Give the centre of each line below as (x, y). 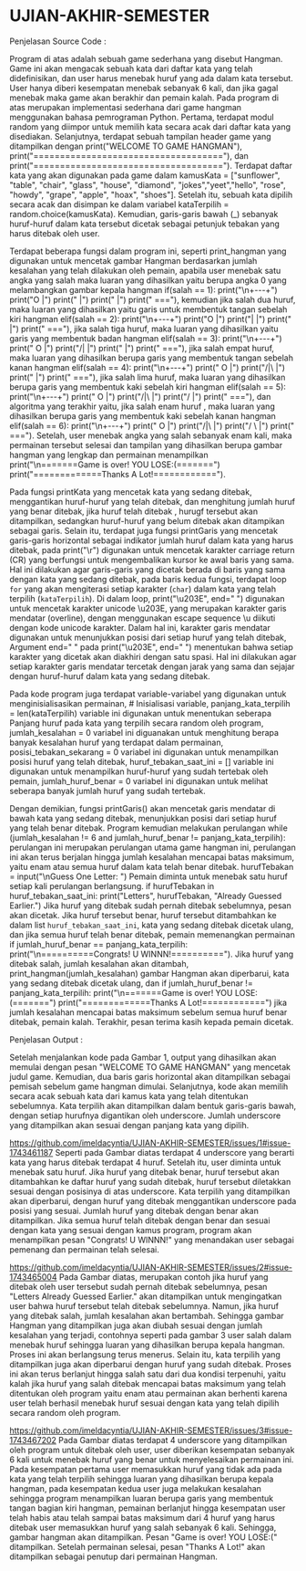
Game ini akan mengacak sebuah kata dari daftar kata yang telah (131, 68)
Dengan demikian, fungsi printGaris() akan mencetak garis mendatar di (143, 808)
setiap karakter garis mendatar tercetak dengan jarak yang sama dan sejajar (152, 666)
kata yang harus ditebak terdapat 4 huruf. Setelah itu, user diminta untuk (145, 1162)
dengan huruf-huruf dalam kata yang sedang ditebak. (110, 676)
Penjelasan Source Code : (58, 41)
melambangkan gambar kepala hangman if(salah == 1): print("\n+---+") (143, 289)
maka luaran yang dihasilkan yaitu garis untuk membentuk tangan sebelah (148, 309)
